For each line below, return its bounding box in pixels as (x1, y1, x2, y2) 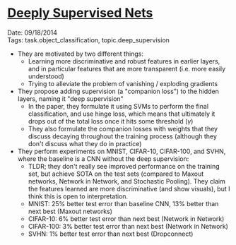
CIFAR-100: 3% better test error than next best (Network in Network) (28, 222, 228, 230)
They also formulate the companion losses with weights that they (28, 124, 218, 133)
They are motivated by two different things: (17, 49, 143, 58)
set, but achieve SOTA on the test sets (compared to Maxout (28, 169, 204, 178)
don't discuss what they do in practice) (28, 139, 142, 148)
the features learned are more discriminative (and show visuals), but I (28, 184, 230, 193)
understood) (28, 72, 65, 80)
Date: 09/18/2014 (7, 28, 58, 37)
